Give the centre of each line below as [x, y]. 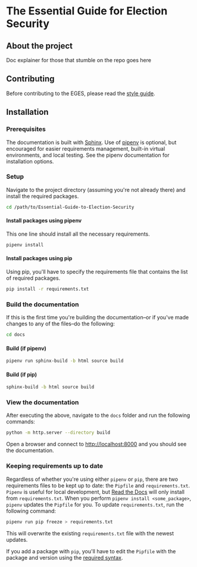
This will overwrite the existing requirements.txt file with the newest [90, 533]
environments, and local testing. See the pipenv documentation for [88, 155]
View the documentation [43, 403]
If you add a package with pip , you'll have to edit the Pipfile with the [91, 551]
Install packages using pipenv [44, 221]
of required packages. [33, 278]
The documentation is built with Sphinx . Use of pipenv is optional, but [91, 142]
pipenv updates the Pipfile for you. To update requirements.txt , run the [95, 504]
